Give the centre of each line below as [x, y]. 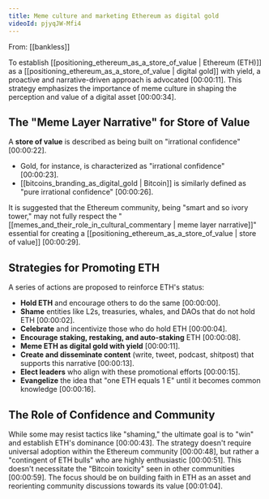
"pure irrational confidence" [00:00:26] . [87, 192]
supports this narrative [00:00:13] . [77, 363]
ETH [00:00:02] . [47, 320]
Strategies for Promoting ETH [84, 267]
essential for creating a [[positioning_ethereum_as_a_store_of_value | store [132, 234]
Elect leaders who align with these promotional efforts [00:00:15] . [130, 372]
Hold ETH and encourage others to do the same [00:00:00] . [120, 303]
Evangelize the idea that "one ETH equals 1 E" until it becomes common [140, 381]
